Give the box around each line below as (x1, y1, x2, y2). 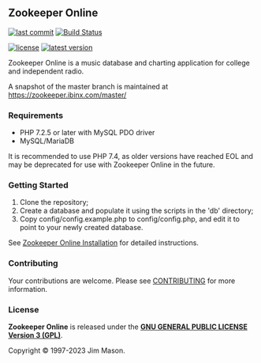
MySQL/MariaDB (19, 136, 75, 146)
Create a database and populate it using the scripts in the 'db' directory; (19, 206, 254, 216)
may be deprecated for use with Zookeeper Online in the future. (8, 160, 215, 169)
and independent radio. (8, 66, 84, 76)
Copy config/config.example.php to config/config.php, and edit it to (19, 214, 240, 224)
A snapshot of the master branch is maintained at (8, 81, 169, 91)
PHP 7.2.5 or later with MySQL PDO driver (19, 128, 155, 138)
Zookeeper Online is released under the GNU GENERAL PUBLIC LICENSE (8, 322, 248, 331)
